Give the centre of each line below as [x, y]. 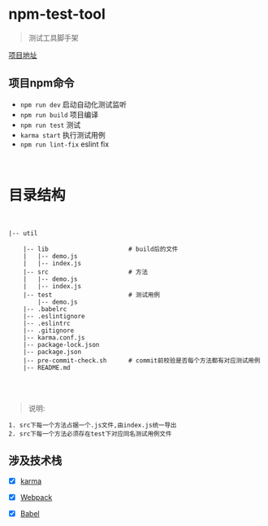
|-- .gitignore [49, 331]
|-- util [23, 233]
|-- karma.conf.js [54, 338]
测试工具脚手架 [53, 37]
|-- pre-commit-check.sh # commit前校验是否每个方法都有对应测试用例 [142, 360]
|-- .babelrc [45, 309]
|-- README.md [47, 367]
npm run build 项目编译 [59, 114]
